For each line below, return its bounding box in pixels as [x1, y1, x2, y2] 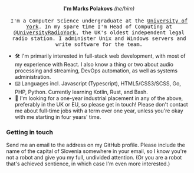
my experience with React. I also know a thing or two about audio [14, 61, 174, 68]
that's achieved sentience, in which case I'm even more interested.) [6, 160, 170, 167]
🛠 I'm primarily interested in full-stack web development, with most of [14, 52, 186, 59]
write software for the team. [55, 41, 143, 48]
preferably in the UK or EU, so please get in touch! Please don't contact [14, 101, 188, 108]
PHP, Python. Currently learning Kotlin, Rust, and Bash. [14, 88, 149, 95]
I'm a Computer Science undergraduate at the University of [10, 18, 188, 24]
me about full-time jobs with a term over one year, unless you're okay [14, 107, 184, 114]
